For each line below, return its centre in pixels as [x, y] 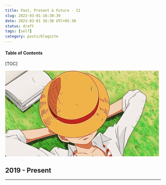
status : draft [20, 26]
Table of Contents [24, 53]
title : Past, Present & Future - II [43, 10]
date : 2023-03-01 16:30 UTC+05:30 [41, 21]
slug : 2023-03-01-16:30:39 [33, 16]
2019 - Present [28, 170]
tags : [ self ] [19, 31]
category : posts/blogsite [32, 37]
